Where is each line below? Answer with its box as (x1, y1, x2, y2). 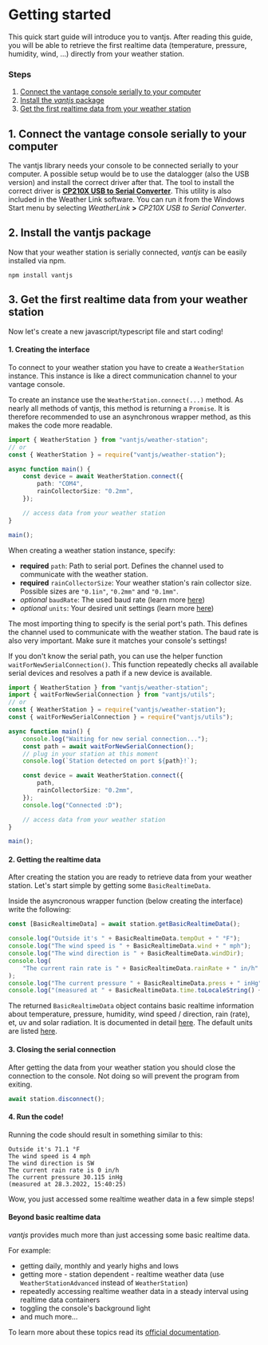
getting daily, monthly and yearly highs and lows (19, 1260, 179, 1270)
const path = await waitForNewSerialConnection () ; (22, 742, 195, 751)
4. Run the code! (8, 1112, 64, 1122)
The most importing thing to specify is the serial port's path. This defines (8, 618, 248, 628)
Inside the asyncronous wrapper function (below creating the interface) (8, 896, 243, 906)
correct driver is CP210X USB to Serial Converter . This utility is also (8, 186, 232, 196)
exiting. (8, 1079, 33, 1089)
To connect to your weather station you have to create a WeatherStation (8, 362, 245, 372)
